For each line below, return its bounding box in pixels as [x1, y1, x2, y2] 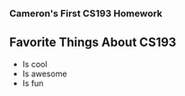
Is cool [22, 58, 48, 69]
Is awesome [22, 68, 67, 79]
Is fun [22, 77, 44, 88]
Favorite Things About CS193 [9, 35, 177, 50]
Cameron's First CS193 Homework [9, 7, 163, 20]
